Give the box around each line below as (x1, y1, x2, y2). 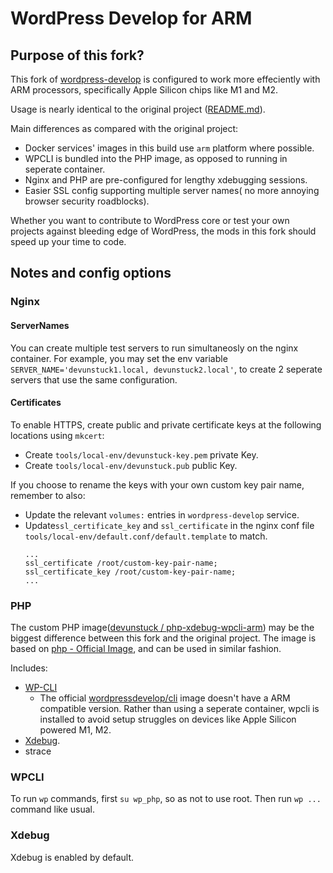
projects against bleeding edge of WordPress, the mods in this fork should (10, 225, 317, 237)
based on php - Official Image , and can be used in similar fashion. (10, 643, 282, 655)
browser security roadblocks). (24, 195, 150, 207)
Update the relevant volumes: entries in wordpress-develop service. (24, 508, 300, 521)
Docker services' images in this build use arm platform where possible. (24, 142, 315, 154)
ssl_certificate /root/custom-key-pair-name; (24, 558, 218, 568)
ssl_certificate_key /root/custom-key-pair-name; (24, 567, 237, 577)
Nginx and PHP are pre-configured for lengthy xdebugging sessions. (24, 174, 308, 186)
